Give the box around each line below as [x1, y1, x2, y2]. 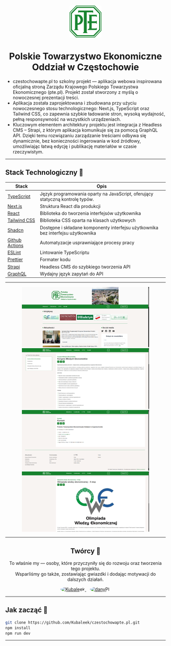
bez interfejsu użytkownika [40, 230, 97, 236]
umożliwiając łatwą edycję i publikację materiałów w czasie [12, 143, 137, 149]
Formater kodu [40, 256, 71, 263]
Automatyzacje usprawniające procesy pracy [40, 240, 135, 246]
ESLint [7, 249, 21, 255]
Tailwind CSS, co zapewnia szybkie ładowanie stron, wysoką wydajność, [12, 111, 165, 117]
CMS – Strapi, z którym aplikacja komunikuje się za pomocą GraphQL [12, 127, 158, 133]
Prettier [7, 256, 23, 263]
